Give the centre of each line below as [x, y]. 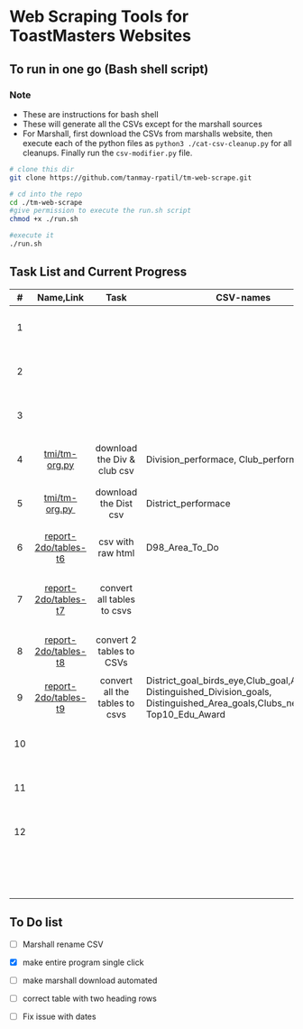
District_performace [188, 503]
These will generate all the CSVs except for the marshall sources [142, 124]
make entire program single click [83, 962]
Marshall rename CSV [63, 944]
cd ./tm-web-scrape [46, 202]
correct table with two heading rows [90, 998]
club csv [116, 470]
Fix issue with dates [59, 1016]
